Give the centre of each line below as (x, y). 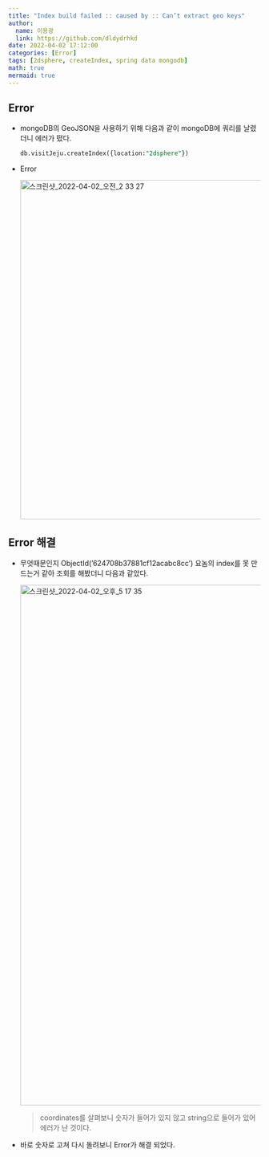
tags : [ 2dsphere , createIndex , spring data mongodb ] (98, 61)
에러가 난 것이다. (66, 1128)
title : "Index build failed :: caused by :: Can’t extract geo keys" (127, 16)
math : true (26, 68)
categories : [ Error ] (43, 53)
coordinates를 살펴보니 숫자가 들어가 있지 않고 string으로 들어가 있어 (148, 1118)
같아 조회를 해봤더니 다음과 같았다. (95, 573)
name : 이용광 (35, 31)
